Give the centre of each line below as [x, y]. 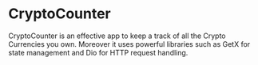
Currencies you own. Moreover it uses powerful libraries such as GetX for [129, 44]
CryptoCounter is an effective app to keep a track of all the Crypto [117, 36]
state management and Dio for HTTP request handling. [98, 52]
